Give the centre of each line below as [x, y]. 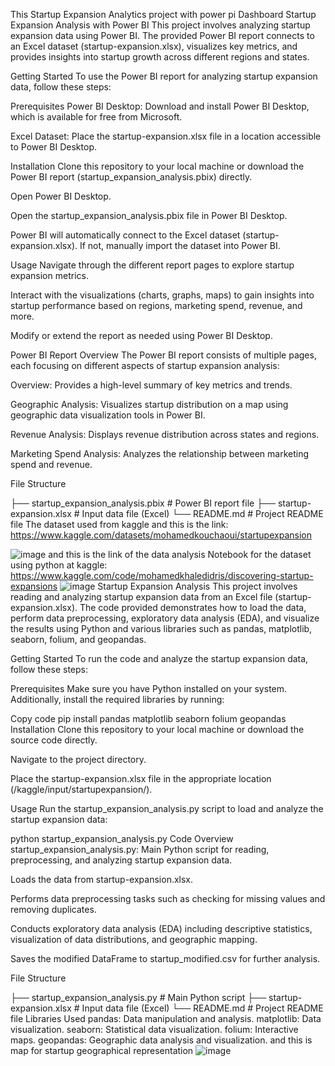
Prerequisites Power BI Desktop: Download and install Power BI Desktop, [160, 106]
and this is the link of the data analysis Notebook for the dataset [180, 554]
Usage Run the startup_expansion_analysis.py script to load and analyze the [167, 808]
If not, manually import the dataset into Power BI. [180, 245]
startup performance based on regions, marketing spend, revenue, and [156, 305]
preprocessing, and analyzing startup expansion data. [121, 860]
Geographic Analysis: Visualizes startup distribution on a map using [149, 404]
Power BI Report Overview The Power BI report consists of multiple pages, [163, 355]
